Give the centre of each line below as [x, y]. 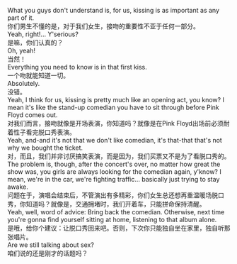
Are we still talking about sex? [51, 245]
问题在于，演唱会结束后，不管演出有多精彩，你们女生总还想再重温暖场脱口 [116, 195]
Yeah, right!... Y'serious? [43, 34]
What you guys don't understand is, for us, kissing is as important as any [114, 10]
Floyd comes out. [33, 115]
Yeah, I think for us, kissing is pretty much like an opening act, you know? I [116, 100]
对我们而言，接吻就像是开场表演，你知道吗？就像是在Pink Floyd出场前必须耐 [118, 123]
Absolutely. [24, 83]
